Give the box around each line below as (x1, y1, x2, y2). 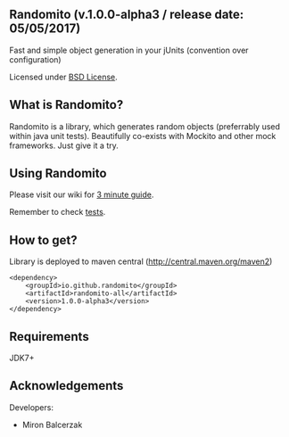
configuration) (9, 54, 62, 65)
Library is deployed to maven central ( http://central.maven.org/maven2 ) (9, 256, 273, 267)
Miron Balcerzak (21, 419, 83, 430)
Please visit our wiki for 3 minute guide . (9, 189, 154, 200)
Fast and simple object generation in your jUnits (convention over (9, 45, 249, 55)
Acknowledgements (9, 378, 124, 393)
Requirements (9, 329, 89, 344)
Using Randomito (9, 166, 107, 181)
